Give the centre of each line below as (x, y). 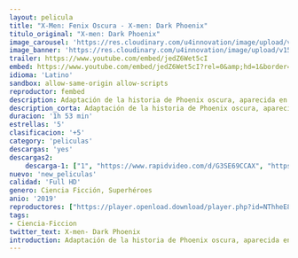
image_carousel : (39, 42)
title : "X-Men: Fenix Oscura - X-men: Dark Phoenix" (109, 26)
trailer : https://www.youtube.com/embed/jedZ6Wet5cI (109, 59)
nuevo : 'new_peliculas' (53, 174)
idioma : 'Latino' (41, 75)
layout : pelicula (41, 17)
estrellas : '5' (37, 125)
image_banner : (35, 51)
